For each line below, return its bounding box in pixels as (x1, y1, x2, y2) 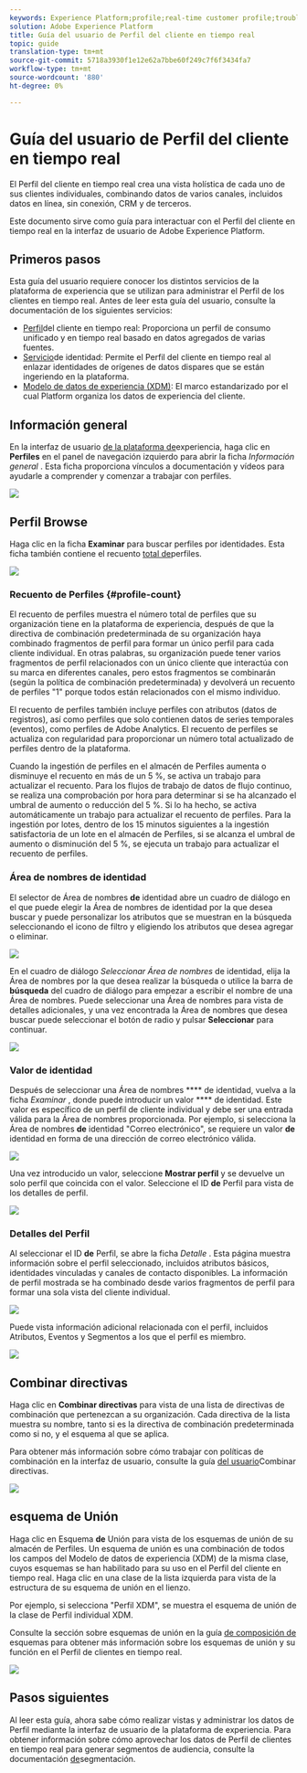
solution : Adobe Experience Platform (9, 22, 153, 31)
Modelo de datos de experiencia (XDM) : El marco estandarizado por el (22, 381, 289, 392)
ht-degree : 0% (9, 81, 64, 90)
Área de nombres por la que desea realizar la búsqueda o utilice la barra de (9, 975, 294, 986)
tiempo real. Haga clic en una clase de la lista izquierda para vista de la (9, 1572, 277, 1583)
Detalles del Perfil (9, 1226, 90, 1239)
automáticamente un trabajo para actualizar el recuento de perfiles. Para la (9, 810, 291, 821)
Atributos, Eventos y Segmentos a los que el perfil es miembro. (9, 1332, 247, 1343)
